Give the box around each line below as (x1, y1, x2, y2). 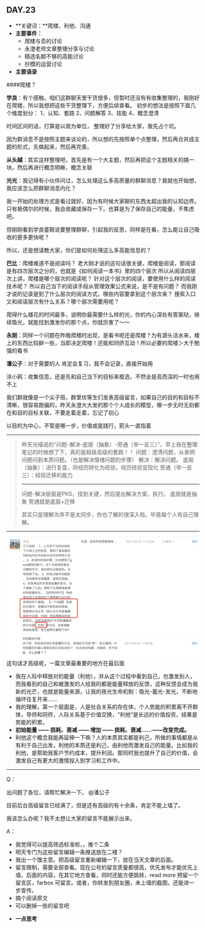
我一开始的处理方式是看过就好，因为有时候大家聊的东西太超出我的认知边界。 (6, 197, 200, 205)
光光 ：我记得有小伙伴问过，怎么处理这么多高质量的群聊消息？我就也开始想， (6, 177, 200, 184)
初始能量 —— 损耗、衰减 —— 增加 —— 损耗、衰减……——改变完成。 (15, 726, 190, 734)
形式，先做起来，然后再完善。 (17, 143, 93, 150)
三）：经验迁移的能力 (21, 471, 73, 479)
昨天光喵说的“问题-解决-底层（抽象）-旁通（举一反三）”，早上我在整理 (21, 441, 198, 448)
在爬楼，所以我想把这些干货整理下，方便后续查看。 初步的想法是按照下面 (6, 101, 191, 109)
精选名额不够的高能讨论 (24, 52, 84, 60)
